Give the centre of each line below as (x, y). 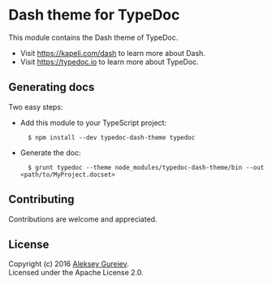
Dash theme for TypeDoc (94, 15)
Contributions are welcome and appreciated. (83, 219)
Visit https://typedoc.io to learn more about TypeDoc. (109, 62)
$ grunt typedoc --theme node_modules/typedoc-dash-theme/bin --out (146, 167)
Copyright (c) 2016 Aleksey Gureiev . (69, 264)
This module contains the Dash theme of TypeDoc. (93, 37)
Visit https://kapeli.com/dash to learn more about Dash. (112, 53)
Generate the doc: (50, 153)
